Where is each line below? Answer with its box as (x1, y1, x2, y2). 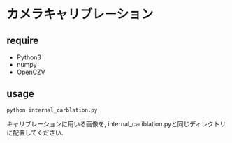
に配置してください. (6, 128, 64, 137)
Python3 (16, 53, 41, 61)
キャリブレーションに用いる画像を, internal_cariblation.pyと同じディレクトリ (6, 119, 226, 128)
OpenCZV (16, 68, 46, 76)
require (6, 34, 39, 46)
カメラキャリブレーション (6, 6, 154, 22)
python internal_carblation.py (6, 106, 98, 114)
